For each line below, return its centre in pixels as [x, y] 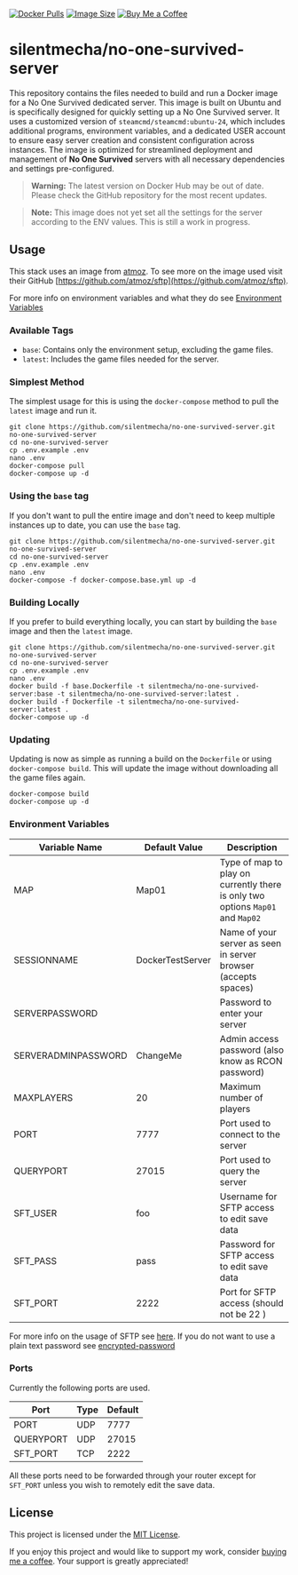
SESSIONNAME [46, 959]
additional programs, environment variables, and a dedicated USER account [148, 131]
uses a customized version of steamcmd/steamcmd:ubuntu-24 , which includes [147, 121]
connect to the [250, 1134]
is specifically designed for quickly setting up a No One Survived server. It [145, 112]
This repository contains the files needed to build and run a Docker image [144, 92]
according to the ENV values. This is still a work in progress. [141, 221]
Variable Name [71, 847]
